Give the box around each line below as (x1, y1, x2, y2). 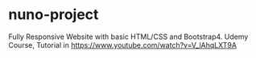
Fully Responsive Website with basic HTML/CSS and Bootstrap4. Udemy (8, 32, 249, 41)
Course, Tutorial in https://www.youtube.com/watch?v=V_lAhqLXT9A (8, 40, 237, 49)
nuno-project (8, 6, 99, 24)
